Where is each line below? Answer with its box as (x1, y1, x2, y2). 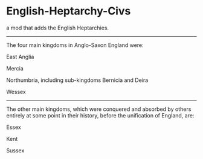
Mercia (6, 64, 24, 72)
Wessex (6, 88, 26, 95)
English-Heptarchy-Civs (6, 4, 131, 18)
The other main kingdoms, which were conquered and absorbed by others (6, 105, 192, 113)
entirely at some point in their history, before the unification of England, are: (6, 111, 195, 119)
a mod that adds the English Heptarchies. (6, 24, 109, 31)
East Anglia (6, 53, 34, 60)
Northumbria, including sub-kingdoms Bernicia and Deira (6, 76, 149, 84)
